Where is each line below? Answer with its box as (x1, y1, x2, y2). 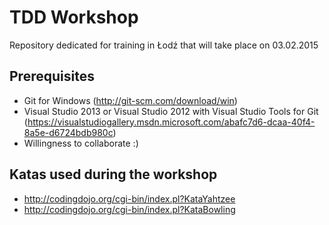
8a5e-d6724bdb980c (23, 126, 114, 138)
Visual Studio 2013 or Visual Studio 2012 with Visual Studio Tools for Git (23, 105, 319, 117)
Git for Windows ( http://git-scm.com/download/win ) (23, 94, 238, 106)
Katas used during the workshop (9, 166, 218, 183)
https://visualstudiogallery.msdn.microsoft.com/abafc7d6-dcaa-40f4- (27, 116, 316, 128)
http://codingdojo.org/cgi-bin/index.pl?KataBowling (23, 203, 236, 215)
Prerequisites (9, 68, 95, 85)
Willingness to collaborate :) (23, 137, 139, 149)
